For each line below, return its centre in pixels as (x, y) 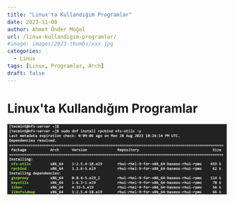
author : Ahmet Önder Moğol (46, 29)
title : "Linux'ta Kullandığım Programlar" (70, 15)
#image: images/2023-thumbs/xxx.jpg (60, 44)
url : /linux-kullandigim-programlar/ (62, 37)
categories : (24, 51)
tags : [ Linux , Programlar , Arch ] (56, 66)
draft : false (26, 73)
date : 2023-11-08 (32, 22)
